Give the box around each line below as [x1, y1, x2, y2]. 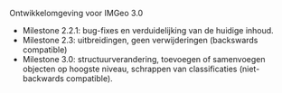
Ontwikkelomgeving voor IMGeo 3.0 [9, 8, 144, 18]
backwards [22, 73, 65, 84]
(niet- [239, 63, 260, 74]
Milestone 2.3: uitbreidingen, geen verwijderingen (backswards [22, 35, 258, 45]
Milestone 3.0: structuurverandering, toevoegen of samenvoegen [22, 54, 266, 64]
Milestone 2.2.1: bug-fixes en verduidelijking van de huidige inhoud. [22, 25, 274, 35]
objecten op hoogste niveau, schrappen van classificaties [22, 63, 238, 74]
